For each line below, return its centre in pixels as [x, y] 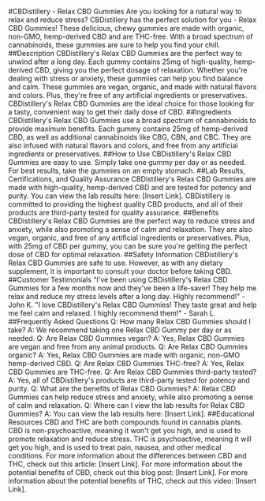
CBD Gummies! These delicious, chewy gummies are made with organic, [126, 28]
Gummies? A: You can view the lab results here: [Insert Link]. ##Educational [131, 414]
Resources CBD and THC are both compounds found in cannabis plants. [125, 422]
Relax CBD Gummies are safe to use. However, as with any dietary [116, 263]
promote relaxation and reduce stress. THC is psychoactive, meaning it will [130, 439]
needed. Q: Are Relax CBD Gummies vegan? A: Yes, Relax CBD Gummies [127, 338]
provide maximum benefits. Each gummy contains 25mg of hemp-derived [128, 129]
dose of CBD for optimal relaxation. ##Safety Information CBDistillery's [123, 254]
